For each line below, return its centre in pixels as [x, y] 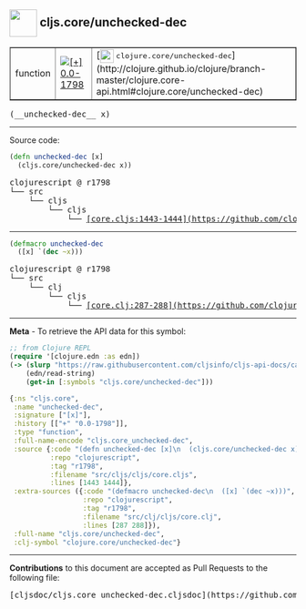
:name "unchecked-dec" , [58, 407]
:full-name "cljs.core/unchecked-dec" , [89, 533]
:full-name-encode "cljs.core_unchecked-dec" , [103, 441]
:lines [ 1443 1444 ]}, [91, 483]
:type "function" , [48, 432]
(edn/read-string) [61, 373]
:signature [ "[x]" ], [52, 415]
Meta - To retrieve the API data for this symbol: [98, 331]
